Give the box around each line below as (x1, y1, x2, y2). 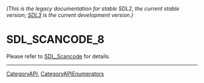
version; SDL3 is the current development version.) (6, 11, 134, 18)
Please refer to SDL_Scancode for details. (6, 52, 110, 60)
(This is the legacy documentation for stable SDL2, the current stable (6, 5, 180, 12)
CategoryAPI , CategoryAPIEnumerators (6, 70, 104, 77)
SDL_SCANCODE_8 (6, 32, 105, 46)
